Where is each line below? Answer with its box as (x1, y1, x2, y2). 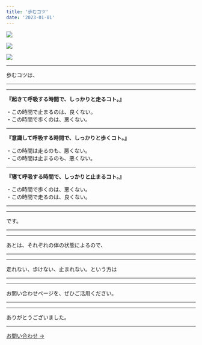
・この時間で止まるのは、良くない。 (6, 108, 96, 115)
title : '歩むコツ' (6, 8, 49, 15)
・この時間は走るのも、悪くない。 (6, 147, 91, 154)
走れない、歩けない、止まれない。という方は (6, 266, 117, 273)
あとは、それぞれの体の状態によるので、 (6, 241, 106, 249)
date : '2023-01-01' (6, 14, 55, 20)
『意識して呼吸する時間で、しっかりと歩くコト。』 (6, 134, 130, 141)
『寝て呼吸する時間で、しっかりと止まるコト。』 (6, 173, 125, 180)
